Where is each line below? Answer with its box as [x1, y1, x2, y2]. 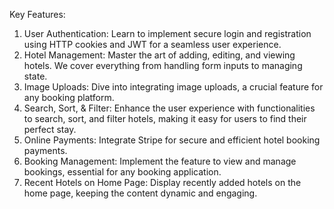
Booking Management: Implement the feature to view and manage [23, 155, 297, 167]
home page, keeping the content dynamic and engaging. [23, 187, 258, 199]
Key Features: [9, 9, 66, 20]
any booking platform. [23, 92, 115, 103]
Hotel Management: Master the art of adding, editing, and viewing [23, 49, 296, 61]
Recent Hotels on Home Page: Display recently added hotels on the [23, 177, 302, 188]
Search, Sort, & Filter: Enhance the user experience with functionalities [23, 102, 316, 114]
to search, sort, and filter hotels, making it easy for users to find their [23, 113, 307, 124]
